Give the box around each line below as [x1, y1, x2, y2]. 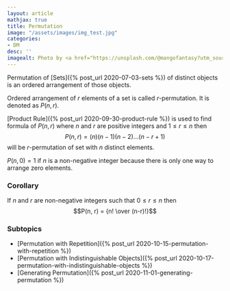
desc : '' [7, 49, 32, 55]
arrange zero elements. [7, 164, 73, 172]
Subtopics [7, 224, 42, 233]
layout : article [7, 10, 53, 17]
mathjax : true [7, 16, 48, 23]
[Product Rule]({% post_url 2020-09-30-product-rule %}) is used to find [7, 114, 212, 123]
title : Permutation [7, 23, 63, 29]
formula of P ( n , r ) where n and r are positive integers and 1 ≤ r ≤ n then [7, 121, 207, 130]
